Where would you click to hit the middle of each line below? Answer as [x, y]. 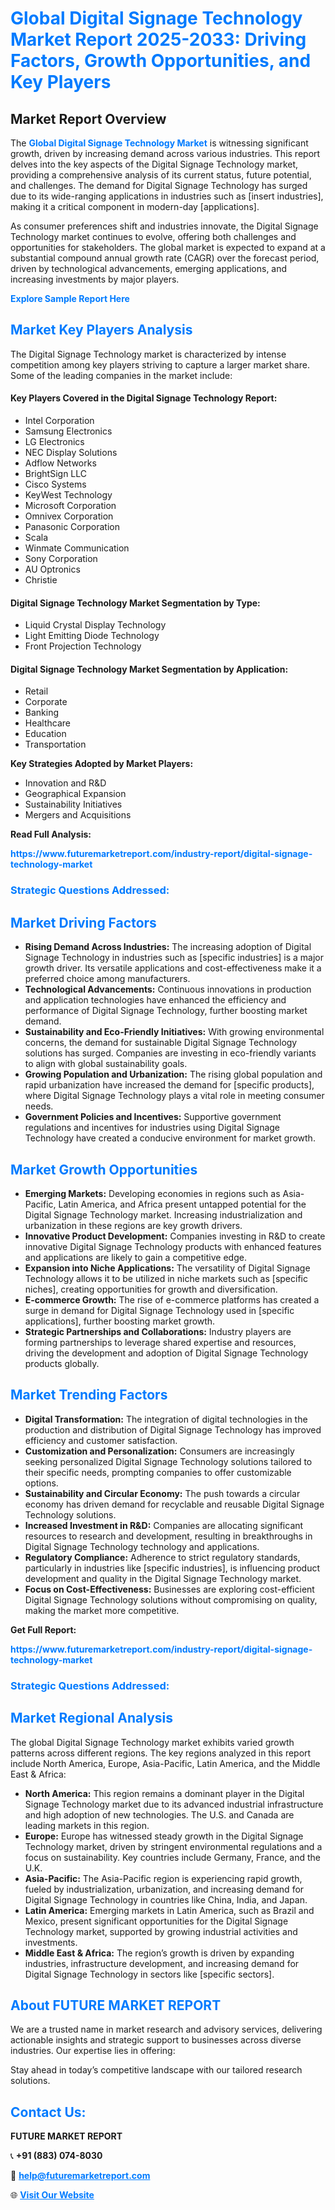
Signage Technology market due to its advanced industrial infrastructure [174, 1804]
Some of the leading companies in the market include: [121, 375]
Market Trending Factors [89, 1395]
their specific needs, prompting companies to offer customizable [158, 1472]
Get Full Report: [43, 1629]
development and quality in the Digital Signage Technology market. [163, 1578]
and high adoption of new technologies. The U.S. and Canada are [159, 1814]
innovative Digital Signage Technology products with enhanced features [173, 1246]
